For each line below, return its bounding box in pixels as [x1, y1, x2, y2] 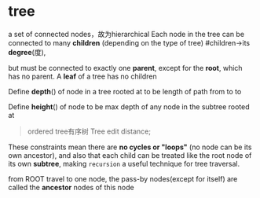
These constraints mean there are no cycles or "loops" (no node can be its [8, 142, 252, 152]
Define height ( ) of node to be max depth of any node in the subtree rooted [8, 101, 250, 112]
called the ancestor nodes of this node [8, 182, 135, 192]
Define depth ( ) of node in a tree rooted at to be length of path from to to [8, 86, 242, 96]
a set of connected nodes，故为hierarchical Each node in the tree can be [8, 29, 245, 38]
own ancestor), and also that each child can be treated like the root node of [8, 150, 252, 159]
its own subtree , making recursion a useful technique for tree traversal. [8, 159, 240, 168]
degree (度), [8, 47, 46, 57]
